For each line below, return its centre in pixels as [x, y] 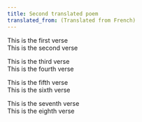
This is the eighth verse [41, 111]
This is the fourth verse [41, 69]
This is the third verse [38, 61]
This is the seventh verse [43, 103]
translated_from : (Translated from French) [72, 20]
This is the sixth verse [39, 90]
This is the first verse [38, 40]
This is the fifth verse [38, 82]
